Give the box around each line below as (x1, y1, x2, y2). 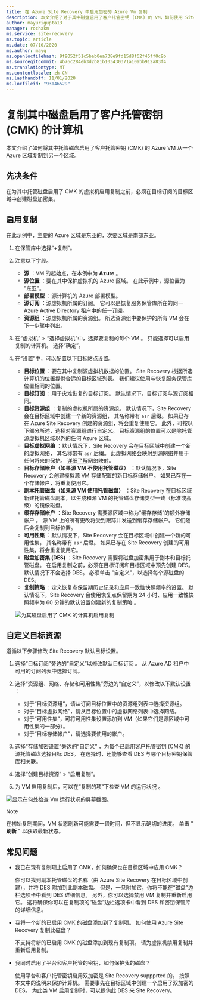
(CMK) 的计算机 (6, 124, 83, 137)
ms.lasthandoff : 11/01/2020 (6, 75, 76, 81)
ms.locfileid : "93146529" (6, 81, 70, 87)
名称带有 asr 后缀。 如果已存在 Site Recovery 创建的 (51, 539, 179, 546)
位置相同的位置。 (23, 382, 66, 389)
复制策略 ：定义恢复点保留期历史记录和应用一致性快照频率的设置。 (23, 583, 187, 591)
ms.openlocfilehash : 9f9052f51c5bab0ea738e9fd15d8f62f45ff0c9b (6, 53, 167, 59)
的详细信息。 (14, 906, 46, 913)
